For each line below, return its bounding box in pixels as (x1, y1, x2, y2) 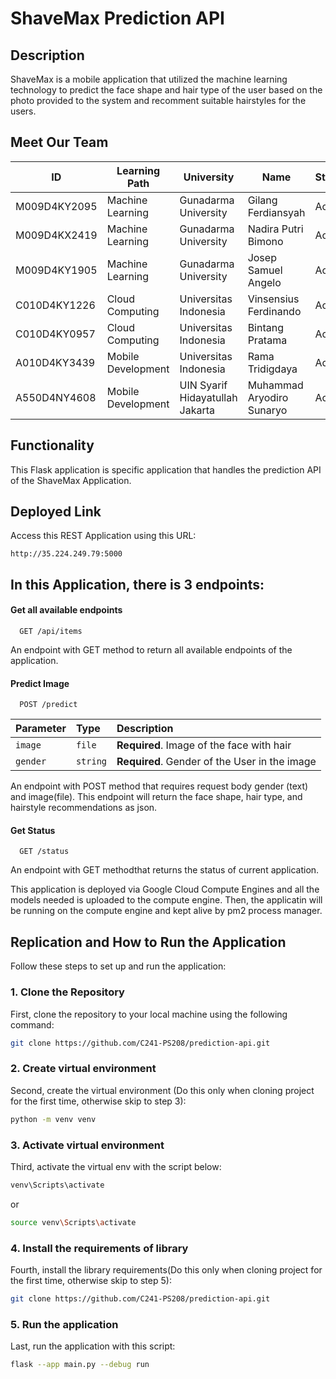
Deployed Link (10, 503, 102, 521)
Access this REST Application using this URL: (10, 530, 197, 542)
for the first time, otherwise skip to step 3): (10, 1095, 187, 1107)
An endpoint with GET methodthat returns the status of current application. (10, 864, 320, 876)
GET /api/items (19, 627, 83, 637)
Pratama (247, 333, 288, 347)
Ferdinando (247, 304, 302, 318)
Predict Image (10, 677, 70, 689)
